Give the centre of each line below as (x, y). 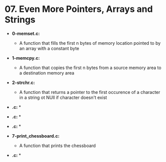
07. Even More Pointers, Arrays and (79, 9)
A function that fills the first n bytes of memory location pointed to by (90, 43)
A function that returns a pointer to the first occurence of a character (90, 92)
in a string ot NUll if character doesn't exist (63, 97)
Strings (20, 20)
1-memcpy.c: (26, 58)
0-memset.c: (26, 33)
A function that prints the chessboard (57, 146)
